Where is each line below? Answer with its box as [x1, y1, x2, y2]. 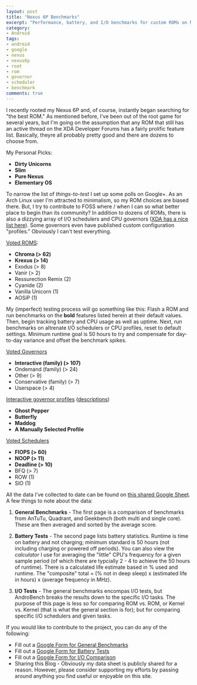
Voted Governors [6, 348, 47, 355]
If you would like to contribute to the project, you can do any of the [6, 623, 167, 630]
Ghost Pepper [14, 407, 49, 414]
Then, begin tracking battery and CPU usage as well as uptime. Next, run [6, 318, 183, 325]
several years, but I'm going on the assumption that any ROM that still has [6, 118, 184, 126]
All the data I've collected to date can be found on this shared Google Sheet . [6, 491, 191, 498]
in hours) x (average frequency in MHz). [14, 576, 111, 583]
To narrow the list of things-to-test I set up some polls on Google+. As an [6, 190, 183, 197]
